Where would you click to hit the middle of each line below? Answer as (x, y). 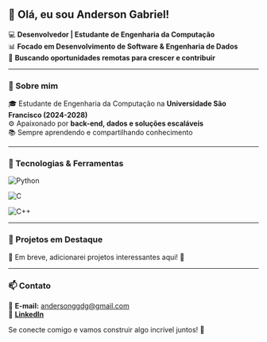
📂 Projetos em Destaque (56, 239)
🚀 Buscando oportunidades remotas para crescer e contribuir (112, 57)
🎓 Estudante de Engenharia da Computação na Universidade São (117, 103)
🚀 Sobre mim (33, 86)
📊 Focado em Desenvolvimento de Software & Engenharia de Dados (123, 46)
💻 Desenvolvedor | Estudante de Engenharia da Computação (112, 34)
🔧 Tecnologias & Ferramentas (66, 164)
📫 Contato (30, 286)
